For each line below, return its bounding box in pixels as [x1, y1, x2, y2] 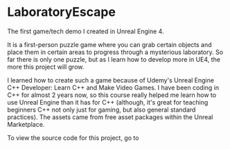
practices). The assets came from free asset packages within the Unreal [7, 112, 213, 121]
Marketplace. [7, 120, 45, 128]
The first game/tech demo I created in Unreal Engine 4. [7, 27, 164, 35]
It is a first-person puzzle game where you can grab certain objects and [7, 40, 213, 49]
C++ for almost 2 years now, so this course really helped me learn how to [7, 91, 217, 99]
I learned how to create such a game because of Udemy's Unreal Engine [7, 76, 215, 84]
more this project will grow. [7, 62, 85, 71]
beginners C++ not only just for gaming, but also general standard [7, 105, 196, 114]
